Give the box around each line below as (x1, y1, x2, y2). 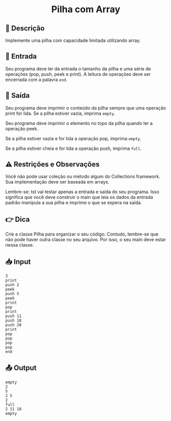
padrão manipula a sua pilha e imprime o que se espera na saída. (5, 200, 142, 206)
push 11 (5, 313, 22, 319)
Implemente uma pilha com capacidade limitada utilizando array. (5, 37, 141, 43)
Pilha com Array (51, 4, 120, 15)
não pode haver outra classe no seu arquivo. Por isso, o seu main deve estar (5, 236, 166, 243)
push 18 (5, 318, 22, 323)
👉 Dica (5, 215, 30, 224)
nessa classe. (5, 242, 34, 248)
